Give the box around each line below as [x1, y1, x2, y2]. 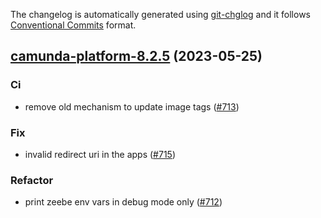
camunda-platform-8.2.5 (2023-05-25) [10, 48, 263, 65]
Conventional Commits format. [10, 19, 137, 31]
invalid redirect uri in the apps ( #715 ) [24, 148, 177, 160]
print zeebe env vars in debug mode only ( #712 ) [24, 196, 223, 208]
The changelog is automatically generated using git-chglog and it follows [10, 9, 312, 20]
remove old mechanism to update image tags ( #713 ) [24, 100, 240, 113]
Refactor [10, 173, 54, 187]
